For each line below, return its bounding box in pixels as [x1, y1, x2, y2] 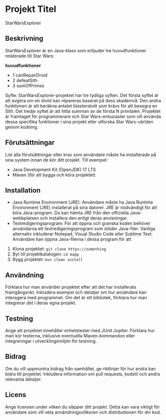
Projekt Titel [5, 3, 56, 15]
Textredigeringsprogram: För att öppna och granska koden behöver [12, 220, 151, 227]
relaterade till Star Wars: [5, 53, 55, 59]
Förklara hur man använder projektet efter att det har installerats [5, 284, 137, 290]
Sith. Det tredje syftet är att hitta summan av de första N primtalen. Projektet [5, 108, 161, 114]
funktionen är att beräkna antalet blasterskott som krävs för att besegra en [5, 103, 158, 109]
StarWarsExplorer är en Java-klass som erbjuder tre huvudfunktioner [5, 47, 147, 53]
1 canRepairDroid [12, 72, 48, 78]
